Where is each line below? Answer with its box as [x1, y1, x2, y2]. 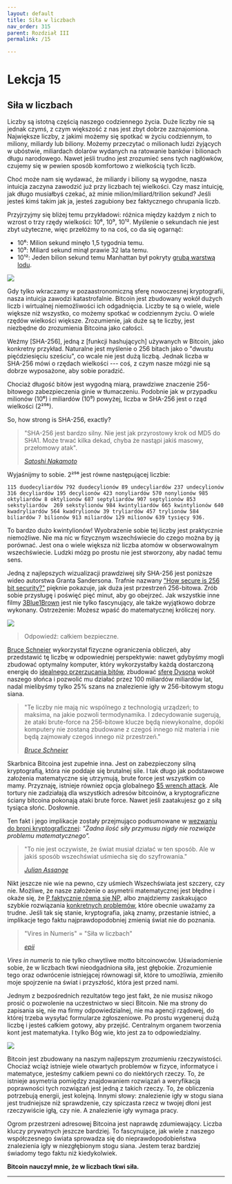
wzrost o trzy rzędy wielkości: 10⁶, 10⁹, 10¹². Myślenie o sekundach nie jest [7, 218, 220, 226]
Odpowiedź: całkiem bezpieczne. [23, 632, 119, 641]
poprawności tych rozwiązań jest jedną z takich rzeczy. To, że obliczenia [7, 1084, 215, 1093]
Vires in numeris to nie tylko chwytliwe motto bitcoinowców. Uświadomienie [7, 956, 223, 965]
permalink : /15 [7, 36, 51, 43]
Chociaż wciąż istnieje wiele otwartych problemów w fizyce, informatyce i [7, 1062, 218, 1071]
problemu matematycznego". [7, 832, 90, 840]
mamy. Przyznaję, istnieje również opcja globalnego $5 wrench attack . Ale [7, 781, 219, 790]
